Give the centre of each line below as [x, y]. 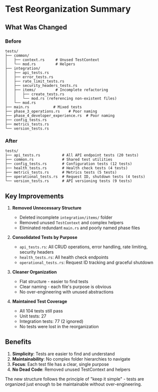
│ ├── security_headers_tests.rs [41, 85]
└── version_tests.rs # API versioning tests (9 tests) [69, 181]
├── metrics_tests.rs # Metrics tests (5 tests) [61, 173]
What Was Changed [36, 27]
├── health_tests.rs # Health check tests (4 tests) [67, 168]
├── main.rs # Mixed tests [44, 107]
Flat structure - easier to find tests [54, 281]
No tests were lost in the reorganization [59, 326]
